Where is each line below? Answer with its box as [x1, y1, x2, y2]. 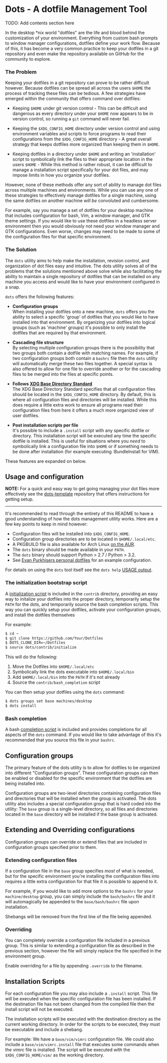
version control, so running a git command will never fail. [12, 116, 130, 122]
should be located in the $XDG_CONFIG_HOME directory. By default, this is [12, 391, 156, 397]
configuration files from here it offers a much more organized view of [12, 407, 154, 413]
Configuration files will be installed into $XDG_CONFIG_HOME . [12, 531, 130, 537]
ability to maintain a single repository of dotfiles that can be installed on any [5, 273, 160, 279]
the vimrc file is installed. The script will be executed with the [5, 1047, 130, 1053]
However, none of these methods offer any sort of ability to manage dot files [5, 182, 162, 188]
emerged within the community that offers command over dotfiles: [5, 96, 141, 102]
